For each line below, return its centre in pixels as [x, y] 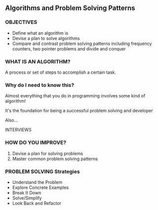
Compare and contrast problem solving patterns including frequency [82, 43]
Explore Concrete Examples [40, 187]
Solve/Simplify [27, 198]
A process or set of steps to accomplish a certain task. [60, 72]
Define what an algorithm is [40, 33]
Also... [12, 120]
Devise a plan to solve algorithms [46, 38]
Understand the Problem [37, 182]
